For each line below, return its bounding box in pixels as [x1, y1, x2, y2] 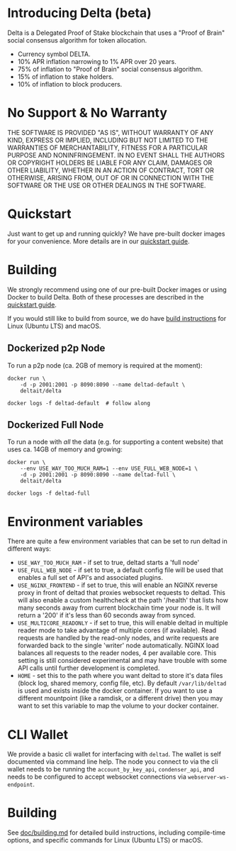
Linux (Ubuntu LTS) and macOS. [7, 322, 101, 330]
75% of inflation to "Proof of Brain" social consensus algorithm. [17, 65, 203, 73]
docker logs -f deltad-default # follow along [7, 400, 151, 407]
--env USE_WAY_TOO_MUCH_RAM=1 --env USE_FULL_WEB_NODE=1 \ [20, 465, 198, 473]
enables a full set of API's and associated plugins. [17, 573, 163, 582]
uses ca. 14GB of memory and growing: [7, 445, 123, 454]
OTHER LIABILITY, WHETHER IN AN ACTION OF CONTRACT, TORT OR [7, 165, 214, 175]
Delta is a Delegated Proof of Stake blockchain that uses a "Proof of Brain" [7, 28, 225, 37]
